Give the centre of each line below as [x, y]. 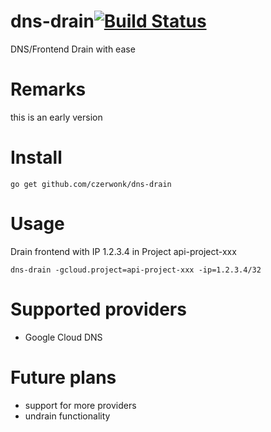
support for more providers [80, 405]
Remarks [48, 89]
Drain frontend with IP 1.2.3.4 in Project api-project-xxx [123, 251]
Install [36, 157]
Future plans [63, 377]
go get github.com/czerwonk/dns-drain [91, 184]
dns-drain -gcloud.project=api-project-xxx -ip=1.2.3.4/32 [136, 270]
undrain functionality [67, 416]
